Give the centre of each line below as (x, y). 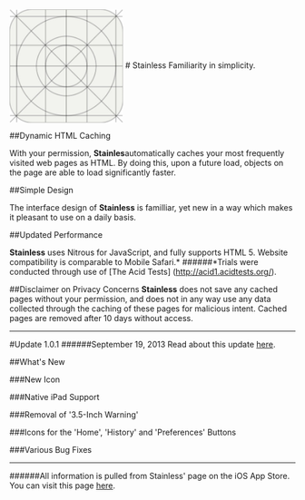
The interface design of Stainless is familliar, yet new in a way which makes (151, 207)
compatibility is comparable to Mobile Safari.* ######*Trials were (134, 262)
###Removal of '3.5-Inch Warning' (74, 415)
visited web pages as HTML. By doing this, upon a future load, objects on (147, 163)
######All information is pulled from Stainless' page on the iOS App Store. (150, 476)
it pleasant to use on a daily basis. (73, 217)
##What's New (37, 362)
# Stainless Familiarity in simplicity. (190, 65)
